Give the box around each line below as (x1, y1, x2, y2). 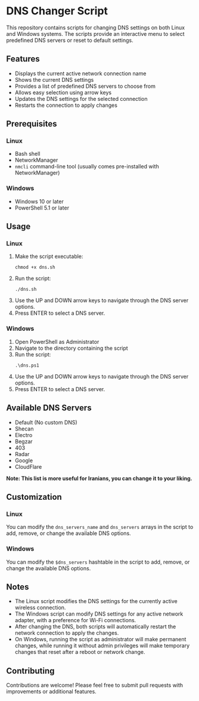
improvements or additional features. (6, 688, 97, 695)
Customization (6, 491, 63, 502)
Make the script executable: (14, 253, 83, 260)
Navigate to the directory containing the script (14, 345, 128, 352)
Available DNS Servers (6, 403, 92, 413)
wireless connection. (14, 604, 66, 611)
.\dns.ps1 (14, 362, 40, 368)
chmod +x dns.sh (14, 265, 55, 270)
